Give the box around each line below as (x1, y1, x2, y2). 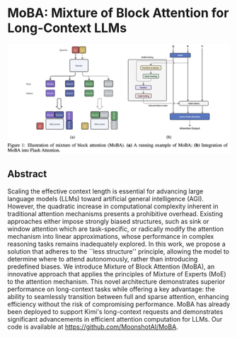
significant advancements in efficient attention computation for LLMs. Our (7, 315, 223, 323)
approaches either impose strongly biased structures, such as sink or (7, 217, 209, 225)
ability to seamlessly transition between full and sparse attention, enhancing (7, 292, 229, 300)
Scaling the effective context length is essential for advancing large (7, 186, 204, 196)
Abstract (7, 168, 47, 180)
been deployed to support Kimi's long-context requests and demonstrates (7, 307, 224, 316)
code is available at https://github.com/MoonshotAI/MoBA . (7, 322, 178, 331)
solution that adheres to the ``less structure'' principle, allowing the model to (7, 247, 230, 256)
